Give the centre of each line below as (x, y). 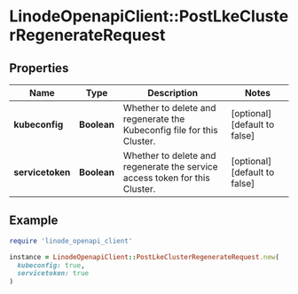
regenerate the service (170, 167)
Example (34, 221)
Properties (39, 68)
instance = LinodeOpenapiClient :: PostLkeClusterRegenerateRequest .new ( (144, 257)
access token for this (166, 178)
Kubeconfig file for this (171, 130)
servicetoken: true (53, 274)
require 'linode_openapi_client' (71, 241)
